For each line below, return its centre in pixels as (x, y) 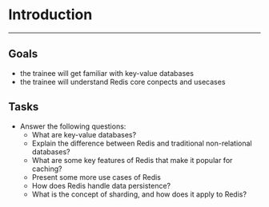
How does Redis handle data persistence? (101, 185)
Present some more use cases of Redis (96, 177)
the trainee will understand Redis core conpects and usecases (122, 82)
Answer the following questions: (73, 126)
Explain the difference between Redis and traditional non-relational (142, 143)
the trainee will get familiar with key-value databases (107, 73)
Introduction (50, 15)
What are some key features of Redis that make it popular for (132, 160)
